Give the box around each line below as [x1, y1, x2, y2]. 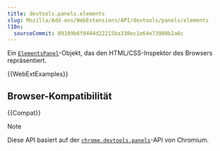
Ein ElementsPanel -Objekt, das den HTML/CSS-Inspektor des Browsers [7, 49, 213, 57]
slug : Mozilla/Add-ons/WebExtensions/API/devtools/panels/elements [7, 17, 209, 24]
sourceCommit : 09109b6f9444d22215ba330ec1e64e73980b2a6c [13, 29, 184, 37]
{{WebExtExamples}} [7, 70, 69, 78]
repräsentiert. [7, 57, 47, 65]
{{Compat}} [7, 109, 41, 117]
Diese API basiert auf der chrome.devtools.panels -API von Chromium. [7, 136, 209, 144]
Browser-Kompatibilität [7, 90, 112, 102]
